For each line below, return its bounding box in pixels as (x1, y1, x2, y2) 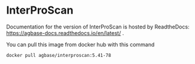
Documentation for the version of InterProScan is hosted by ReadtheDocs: (6, 23, 190, 30)
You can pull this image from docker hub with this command (6, 41, 155, 48)
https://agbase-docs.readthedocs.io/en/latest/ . (6, 29, 124, 36)
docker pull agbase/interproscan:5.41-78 (6, 52, 112, 58)
